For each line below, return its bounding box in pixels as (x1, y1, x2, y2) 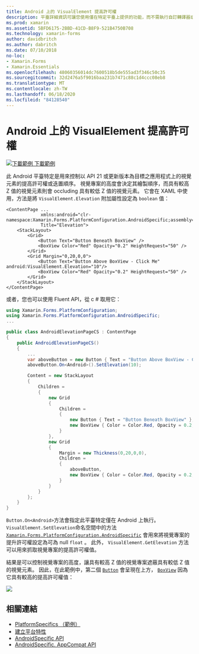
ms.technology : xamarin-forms (6, 31, 81, 37)
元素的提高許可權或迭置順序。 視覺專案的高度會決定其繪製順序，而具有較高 (6, 180, 190, 187)
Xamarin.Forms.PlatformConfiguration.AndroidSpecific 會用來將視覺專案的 (6, 531, 190, 538)
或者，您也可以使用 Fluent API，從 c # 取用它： (6, 295, 121, 302)
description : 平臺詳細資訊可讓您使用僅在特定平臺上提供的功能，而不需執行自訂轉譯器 (6, 14, 191, 20)
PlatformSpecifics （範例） (14, 621, 81, 627)
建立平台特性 (14, 628, 46, 635)
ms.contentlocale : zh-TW (6, 86, 68, 92)
